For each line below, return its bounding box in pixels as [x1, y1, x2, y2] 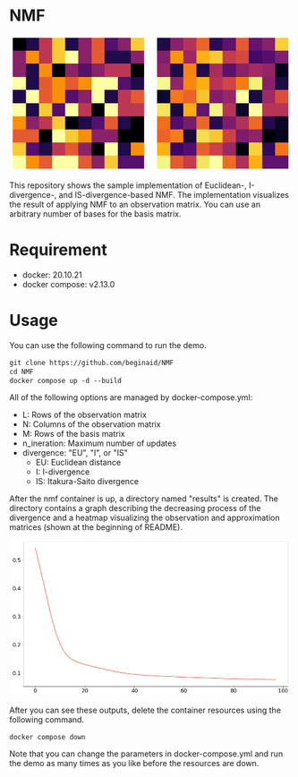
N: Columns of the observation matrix [21, 418, 161, 430]
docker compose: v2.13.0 [21, 278, 115, 289]
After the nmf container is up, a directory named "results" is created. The [9, 493, 279, 504]
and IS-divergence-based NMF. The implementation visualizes [58, 189, 289, 200]
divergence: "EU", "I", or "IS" [21, 447, 128, 457]
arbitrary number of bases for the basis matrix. [9, 208, 182, 219]
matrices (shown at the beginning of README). [9, 521, 183, 533]
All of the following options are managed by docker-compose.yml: [9, 391, 253, 403]
